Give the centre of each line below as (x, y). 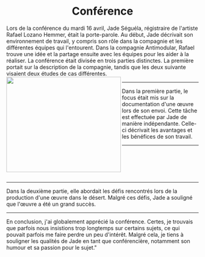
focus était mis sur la (148, 97)
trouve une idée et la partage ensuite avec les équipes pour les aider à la (98, 54)
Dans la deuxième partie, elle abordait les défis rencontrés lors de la (92, 191)
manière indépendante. (151, 123)
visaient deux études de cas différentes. (57, 73)
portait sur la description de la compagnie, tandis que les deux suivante (96, 67)
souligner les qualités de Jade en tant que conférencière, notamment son (98, 241)
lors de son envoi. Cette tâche (160, 110)
